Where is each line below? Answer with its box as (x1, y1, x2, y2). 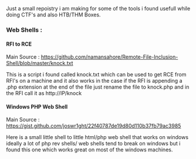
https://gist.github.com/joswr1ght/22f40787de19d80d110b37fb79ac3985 (6, 123, 181, 130)
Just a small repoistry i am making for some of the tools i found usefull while (6, 5, 191, 12)
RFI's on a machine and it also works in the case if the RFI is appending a (6, 77, 183, 84)
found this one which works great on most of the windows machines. (6, 146, 173, 153)
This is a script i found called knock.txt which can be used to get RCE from (6, 71, 187, 78)
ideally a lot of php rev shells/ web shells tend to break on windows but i (6, 140, 181, 147)
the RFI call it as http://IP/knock (6, 90, 82, 97)
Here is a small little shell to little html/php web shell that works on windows (6, 134, 189, 141)
